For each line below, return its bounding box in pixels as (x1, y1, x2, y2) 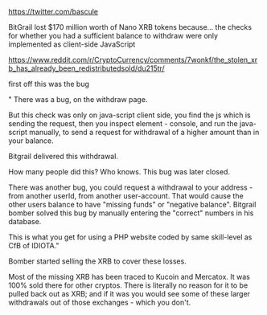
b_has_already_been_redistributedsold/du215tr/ (8, 63, 165, 73)
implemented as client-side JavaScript (8, 39, 136, 49)
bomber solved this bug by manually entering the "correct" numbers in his (8, 208, 254, 218)
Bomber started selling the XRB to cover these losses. (8, 256, 187, 266)
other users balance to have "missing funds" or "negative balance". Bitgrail (8, 200, 257, 209)
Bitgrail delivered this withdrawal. (8, 152, 119, 161)
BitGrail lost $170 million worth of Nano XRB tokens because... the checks (8, 22, 252, 31)
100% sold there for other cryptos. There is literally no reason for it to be (8, 280, 249, 290)
